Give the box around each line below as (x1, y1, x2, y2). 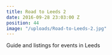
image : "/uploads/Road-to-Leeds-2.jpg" (6, 25, 107, 32)
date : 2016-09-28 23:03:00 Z (6, 14, 80, 20)
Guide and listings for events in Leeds (6, 42, 100, 49)
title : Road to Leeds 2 (6, 8, 67, 15)
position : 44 (6, 20, 39, 26)
